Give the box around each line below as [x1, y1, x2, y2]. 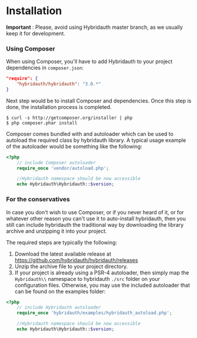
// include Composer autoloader [16, 160, 96, 165]
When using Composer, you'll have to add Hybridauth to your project [6, 58, 173, 65]
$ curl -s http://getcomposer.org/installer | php [6, 115, 133, 121]
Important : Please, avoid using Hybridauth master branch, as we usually [6, 24, 183, 31]
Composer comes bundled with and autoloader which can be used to [6, 130, 173, 137]
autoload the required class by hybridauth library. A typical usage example [6, 137, 186, 144]
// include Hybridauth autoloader [16, 304, 101, 310]
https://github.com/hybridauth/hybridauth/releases [14, 256, 138, 263]
